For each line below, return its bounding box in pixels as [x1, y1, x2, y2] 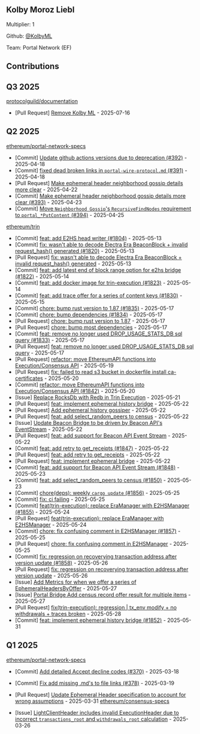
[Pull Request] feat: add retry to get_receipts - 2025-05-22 [14, 451, 160, 458]
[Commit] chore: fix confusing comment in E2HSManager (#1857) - [14, 527, 181, 534]
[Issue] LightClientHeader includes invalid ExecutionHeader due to [14, 709, 180, 716]
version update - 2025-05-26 [14, 572, 88, 579]
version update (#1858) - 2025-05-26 [14, 559, 108, 566]
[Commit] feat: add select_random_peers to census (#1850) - [14, 476, 166, 484]
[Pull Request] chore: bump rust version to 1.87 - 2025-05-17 [14, 317, 166, 324]
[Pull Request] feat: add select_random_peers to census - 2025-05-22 [14, 413, 189, 420]
